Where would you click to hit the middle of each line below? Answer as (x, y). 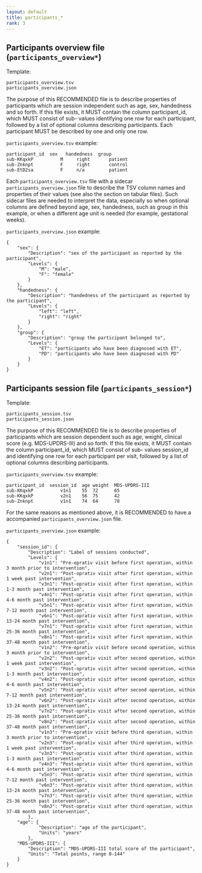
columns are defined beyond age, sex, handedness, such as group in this (97, 207)
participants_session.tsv (39, 414)
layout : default (27, 12)
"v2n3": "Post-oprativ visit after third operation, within (115, 743)
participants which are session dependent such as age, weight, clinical (94, 437)
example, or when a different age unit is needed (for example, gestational (97, 214)
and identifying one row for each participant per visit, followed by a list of (97, 456)
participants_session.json (40, 419)
